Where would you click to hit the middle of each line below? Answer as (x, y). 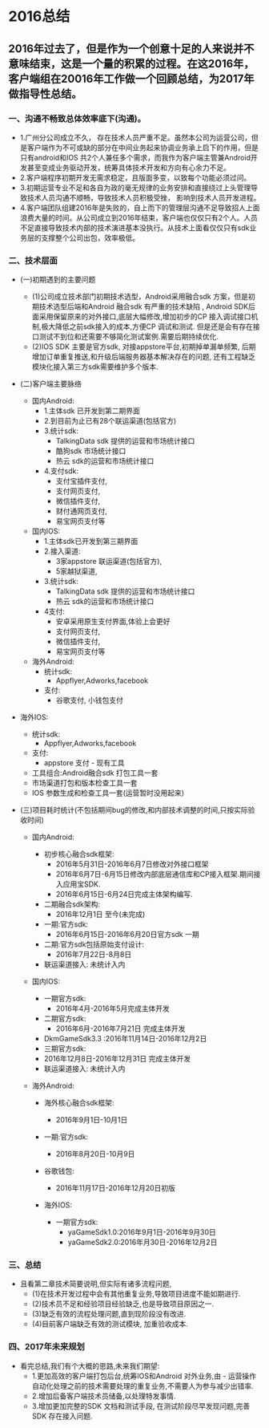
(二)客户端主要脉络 (51, 384)
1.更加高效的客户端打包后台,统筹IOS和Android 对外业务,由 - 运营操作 (144, 1376)
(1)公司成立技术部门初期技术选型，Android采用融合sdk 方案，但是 (140, 297)
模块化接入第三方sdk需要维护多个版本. (95, 367)
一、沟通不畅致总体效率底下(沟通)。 (77, 119)
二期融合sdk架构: (72, 904)
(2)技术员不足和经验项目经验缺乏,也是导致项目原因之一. (123, 1304)
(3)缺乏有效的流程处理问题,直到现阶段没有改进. (109, 1314)
